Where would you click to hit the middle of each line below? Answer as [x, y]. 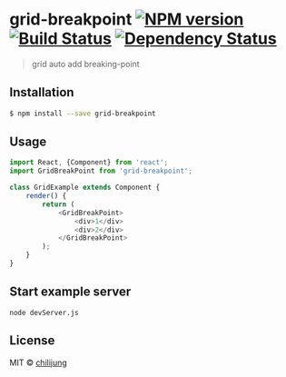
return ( [59, 204]
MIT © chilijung [39, 362]
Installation [42, 92]
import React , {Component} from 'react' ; [89, 163]
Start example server [70, 292]
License [32, 341]
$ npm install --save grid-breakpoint [83, 114]
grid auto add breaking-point [85, 64]
